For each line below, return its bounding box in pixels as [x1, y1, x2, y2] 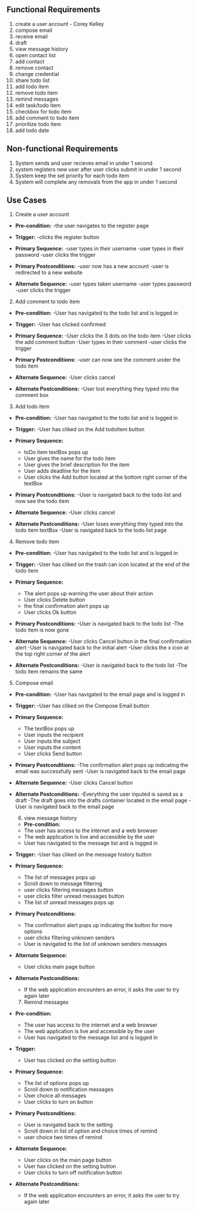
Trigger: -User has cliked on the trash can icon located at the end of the [15, 561, 190, 568]
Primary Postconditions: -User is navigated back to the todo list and [15, 491, 182, 498]
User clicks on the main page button [23, 1157, 112, 1164]
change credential [15, 70, 59, 77]
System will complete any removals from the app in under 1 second [15, 178, 178, 185]
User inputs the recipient [23, 732, 84, 739]
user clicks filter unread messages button [23, 892, 125, 900]
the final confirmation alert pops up [23, 603, 110, 610]
